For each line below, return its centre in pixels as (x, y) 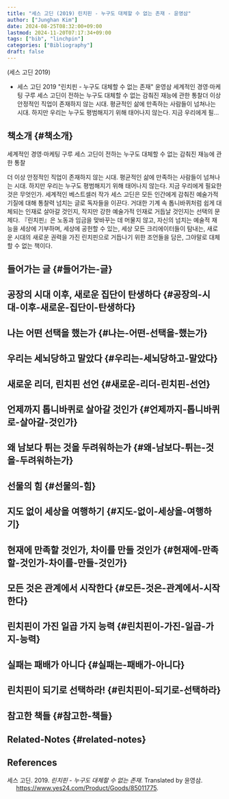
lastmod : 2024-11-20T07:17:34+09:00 (59, 33)
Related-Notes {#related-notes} (77, 739)
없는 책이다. (37, 246)
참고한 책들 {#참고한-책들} (60, 716)
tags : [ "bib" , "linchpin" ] (45, 39)
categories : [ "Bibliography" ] (50, 45)
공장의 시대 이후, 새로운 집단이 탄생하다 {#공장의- (105, 295)
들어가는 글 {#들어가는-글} (60, 269)
